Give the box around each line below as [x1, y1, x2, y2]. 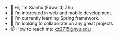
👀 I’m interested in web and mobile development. [10, 10, 113, 16]
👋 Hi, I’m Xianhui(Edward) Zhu [10, 5, 73, 10]
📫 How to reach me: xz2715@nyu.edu [10, 26, 91, 32]
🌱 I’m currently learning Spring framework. [10, 15, 100, 21]
